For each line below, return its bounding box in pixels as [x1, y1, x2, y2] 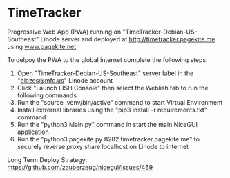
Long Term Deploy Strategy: [7, 155, 88, 164]
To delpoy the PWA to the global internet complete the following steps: [7, 55, 209, 63]
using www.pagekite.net [7, 42, 77, 50]
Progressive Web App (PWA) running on [7, 28, 122, 36]
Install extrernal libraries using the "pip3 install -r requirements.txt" [17, 106, 207, 114]
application [17, 128, 50, 136]
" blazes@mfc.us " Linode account [17, 76, 113, 84]
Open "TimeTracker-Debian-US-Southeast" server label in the [17, 69, 194, 77]
